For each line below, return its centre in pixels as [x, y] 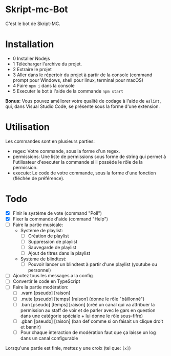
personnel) [39, 270]
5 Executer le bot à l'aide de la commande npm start [68, 91]
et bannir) [31, 327]
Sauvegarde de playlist [52, 248]
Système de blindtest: [43, 259]
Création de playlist [48, 236]
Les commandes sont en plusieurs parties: [50, 141]
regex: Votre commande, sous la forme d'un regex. [66, 151]
